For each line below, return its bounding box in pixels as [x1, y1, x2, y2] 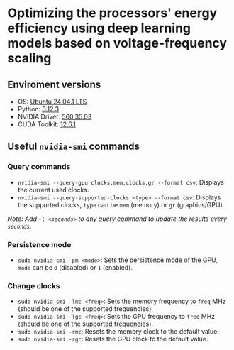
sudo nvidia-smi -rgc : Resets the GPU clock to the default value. [17, 335, 208, 344]
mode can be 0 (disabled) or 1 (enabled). [17, 263, 133, 271]
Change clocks [7, 280, 60, 290]
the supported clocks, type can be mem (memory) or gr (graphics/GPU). [17, 200, 225, 209]
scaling [7, 50, 52, 67]
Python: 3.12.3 [17, 105, 60, 113]
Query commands [7, 162, 71, 172]
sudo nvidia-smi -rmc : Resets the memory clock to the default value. [17, 327, 220, 336]
